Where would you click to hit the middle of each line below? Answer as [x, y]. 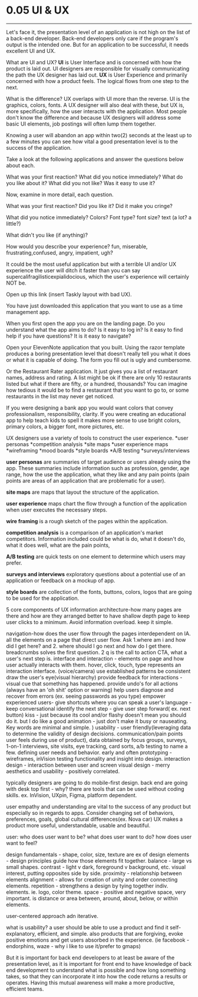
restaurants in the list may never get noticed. [60, 396]
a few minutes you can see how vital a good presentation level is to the [92, 141]
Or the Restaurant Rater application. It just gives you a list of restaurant [92, 371]
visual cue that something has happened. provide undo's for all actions [92, 684]
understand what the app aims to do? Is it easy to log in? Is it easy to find [95, 329]
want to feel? [22, 843]
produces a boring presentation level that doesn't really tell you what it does [98, 354]
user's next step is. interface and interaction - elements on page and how [95, 658]
